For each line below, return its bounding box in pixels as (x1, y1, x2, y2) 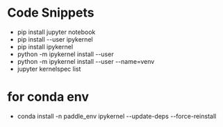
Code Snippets (7, 5, 94, 21)
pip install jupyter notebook (17, 28, 96, 36)
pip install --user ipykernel (17, 35, 93, 43)
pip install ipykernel (17, 42, 74, 51)
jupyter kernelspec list (17, 65, 81, 73)
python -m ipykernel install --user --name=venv (17, 57, 155, 65)
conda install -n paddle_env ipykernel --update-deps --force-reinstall (17, 112, 217, 120)
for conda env (7, 89, 89, 105)
